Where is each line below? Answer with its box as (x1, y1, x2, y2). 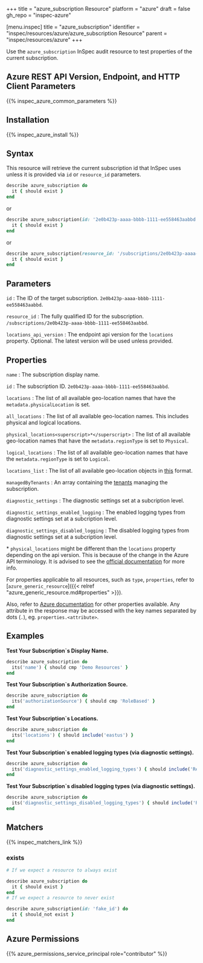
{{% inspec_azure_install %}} (6, 131, 79, 138)
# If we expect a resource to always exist (6, 867, 118, 873)
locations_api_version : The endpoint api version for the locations (6, 331, 173, 338)
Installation (6, 115, 50, 125)
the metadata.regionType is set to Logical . (6, 455, 111, 462)
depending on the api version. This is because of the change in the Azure (6, 551, 189, 559)
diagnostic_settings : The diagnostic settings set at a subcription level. (6, 496, 184, 504)
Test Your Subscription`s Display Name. (6, 647, 109, 654)
